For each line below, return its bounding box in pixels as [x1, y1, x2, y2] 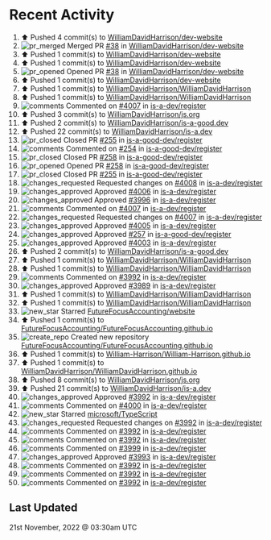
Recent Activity [9, 6, 115, 24]
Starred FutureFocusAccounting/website [60, 306, 195, 316]
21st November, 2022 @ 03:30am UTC [9, 522, 138, 532]
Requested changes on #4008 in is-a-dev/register [96, 177, 263, 187]
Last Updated [9, 501, 78, 515]
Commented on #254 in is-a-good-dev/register [65, 143, 223, 153]
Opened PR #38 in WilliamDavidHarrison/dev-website [66, 66, 244, 76]
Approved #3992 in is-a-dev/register [94, 392, 216, 401]
